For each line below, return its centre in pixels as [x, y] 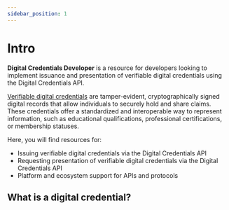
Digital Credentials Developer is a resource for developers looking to [107, 68]
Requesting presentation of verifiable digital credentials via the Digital [118, 160]
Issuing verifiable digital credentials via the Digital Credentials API [112, 153]
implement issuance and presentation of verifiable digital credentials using [115, 75]
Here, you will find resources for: [55, 139]
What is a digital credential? [69, 197]
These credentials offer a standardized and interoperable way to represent [114, 111]
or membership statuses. [43, 126]
